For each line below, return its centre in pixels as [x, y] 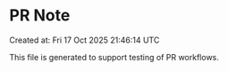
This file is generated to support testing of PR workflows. [114, 57]
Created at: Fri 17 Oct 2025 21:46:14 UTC [84, 40]
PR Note [40, 16]
